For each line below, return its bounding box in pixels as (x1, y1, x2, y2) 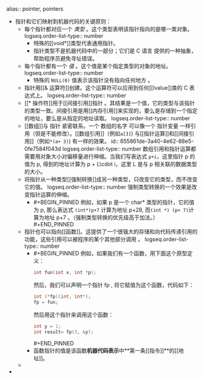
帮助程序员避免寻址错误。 (33, 55, 98, 62)
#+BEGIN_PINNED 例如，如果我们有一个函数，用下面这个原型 (33, 250, 188, 257)
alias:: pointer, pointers (6, 5, 64, 12)
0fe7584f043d (24, 145, 62, 152)
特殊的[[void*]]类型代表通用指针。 (33, 40, 119, 46)
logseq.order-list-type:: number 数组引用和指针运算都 (62, 145, 197, 152)
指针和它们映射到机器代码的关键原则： (15, 18, 111, 25)
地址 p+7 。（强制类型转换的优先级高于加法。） (44, 214, 158, 221)
